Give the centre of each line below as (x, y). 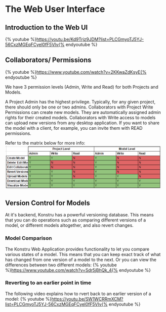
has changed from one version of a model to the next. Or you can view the (81, 260)
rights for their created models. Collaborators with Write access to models (80, 117)
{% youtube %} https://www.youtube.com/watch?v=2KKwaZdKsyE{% (76, 72)
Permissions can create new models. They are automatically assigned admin (83, 112)
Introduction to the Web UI (46, 27)
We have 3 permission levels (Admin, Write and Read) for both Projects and (82, 87)
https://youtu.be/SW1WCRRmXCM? (87, 299)
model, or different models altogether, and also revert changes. (69, 225)
